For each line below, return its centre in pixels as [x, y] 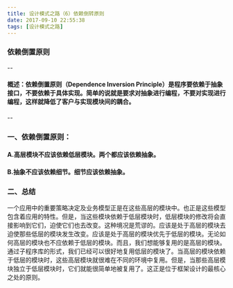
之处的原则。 [25, 278]
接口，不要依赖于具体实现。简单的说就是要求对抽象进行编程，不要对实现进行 [116, 93]
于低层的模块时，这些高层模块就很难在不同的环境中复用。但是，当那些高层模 [116, 260]
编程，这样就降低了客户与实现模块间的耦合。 [71, 102]
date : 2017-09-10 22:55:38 [46, 20]
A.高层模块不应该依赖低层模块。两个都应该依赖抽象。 [84, 155]
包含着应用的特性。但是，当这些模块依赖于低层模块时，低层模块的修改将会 [113, 217]
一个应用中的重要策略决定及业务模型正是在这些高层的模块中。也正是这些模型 [116, 208]
